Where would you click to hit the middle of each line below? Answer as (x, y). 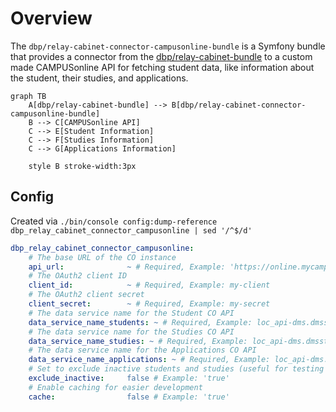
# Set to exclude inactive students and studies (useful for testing (176, 369)
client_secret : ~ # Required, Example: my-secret (149, 304)
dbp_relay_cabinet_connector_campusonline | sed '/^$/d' (131, 230)
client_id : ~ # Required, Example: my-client (149, 285)
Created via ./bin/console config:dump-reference (114, 221)
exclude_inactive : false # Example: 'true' (129, 378)
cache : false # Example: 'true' (129, 397)
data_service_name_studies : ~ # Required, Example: (138, 341)
